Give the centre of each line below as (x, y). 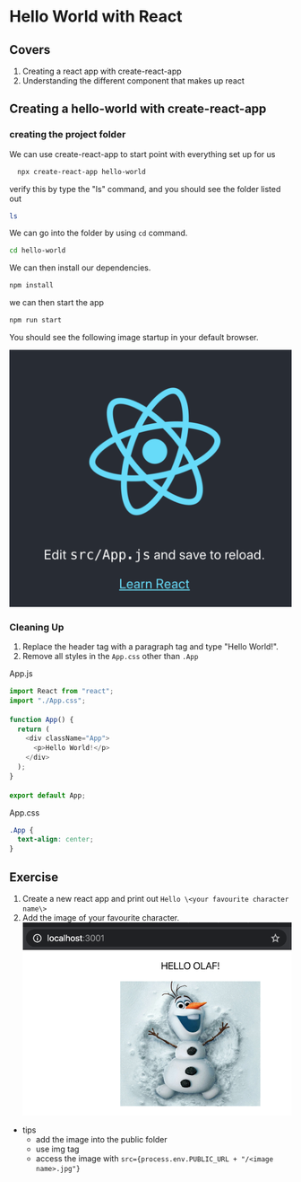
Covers (30, 50)
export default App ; (48, 795)
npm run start (36, 321)
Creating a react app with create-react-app (102, 71)
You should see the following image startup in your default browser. (134, 338)
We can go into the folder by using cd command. (99, 233)
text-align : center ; (56, 840)
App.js (21, 674)
